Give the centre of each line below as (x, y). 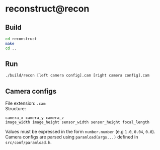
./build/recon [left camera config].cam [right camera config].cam (77, 76)
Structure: (16, 109)
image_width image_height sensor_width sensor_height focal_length (77, 122)
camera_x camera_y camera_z (35, 118)
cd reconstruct (21, 39)
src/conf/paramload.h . (28, 142)
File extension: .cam (25, 103)
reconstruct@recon (47, 9)
